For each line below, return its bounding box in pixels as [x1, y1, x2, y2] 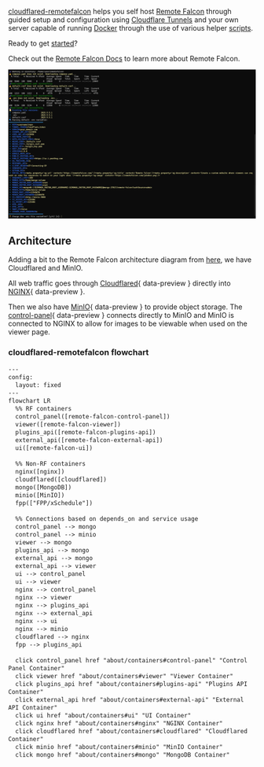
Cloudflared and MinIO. [8, 264, 83, 272]
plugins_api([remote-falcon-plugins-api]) [15, 429, 156, 437]
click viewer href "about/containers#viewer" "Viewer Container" [15, 673, 234, 680]
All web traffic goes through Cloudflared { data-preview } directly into [8, 278, 231, 288]
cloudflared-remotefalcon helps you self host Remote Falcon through [8, 7, 232, 16]
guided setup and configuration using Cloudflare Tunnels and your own [8, 15, 239, 24]
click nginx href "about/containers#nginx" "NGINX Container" [15, 720, 223, 728]
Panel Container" [8, 665, 65, 673]
